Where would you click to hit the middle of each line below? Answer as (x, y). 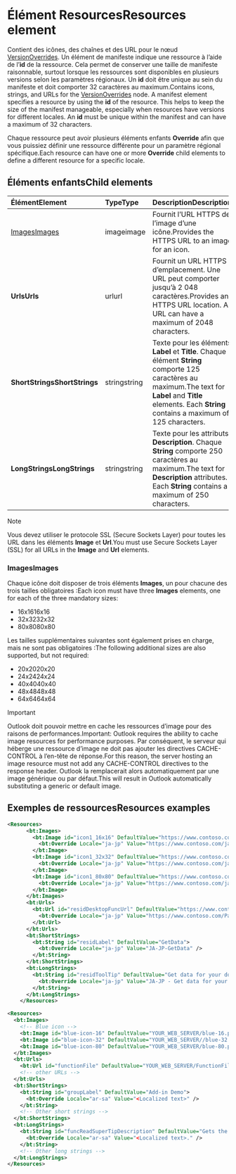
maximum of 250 (181, 495)
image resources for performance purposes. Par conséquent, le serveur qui (117, 741)
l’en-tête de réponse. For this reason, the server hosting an (128, 756)
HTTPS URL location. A (190, 305)
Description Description (192, 202)
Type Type (122, 202)
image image (125, 232)
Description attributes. (190, 477)
